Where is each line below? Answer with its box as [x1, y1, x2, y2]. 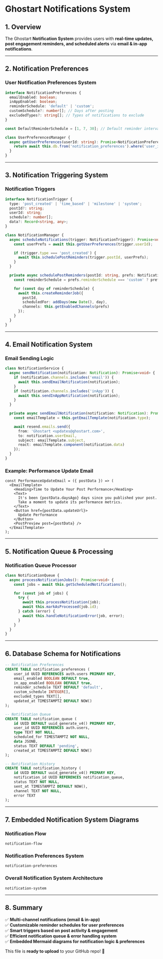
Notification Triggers [5, 186, 56, 193]
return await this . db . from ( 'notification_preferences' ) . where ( [14, 144, 145, 149]
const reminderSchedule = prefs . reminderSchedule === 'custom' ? [14, 277, 149, 282]
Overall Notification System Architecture [5, 875, 103, 882]
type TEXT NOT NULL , [14, 730, 55, 735]
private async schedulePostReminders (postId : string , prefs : [9, 273, 136, 278]
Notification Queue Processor [5, 562, 77, 569]
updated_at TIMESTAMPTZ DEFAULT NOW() [14, 699, 92, 704]
